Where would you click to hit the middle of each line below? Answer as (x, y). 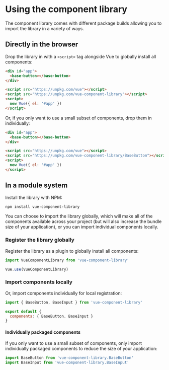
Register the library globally (40, 240)
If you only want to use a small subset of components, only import (74, 343)
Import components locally (39, 282)
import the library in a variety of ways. (45, 28)
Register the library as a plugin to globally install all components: (72, 251)
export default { (23, 311)
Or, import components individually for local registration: (64, 293)
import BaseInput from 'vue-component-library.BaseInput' (67, 363)
